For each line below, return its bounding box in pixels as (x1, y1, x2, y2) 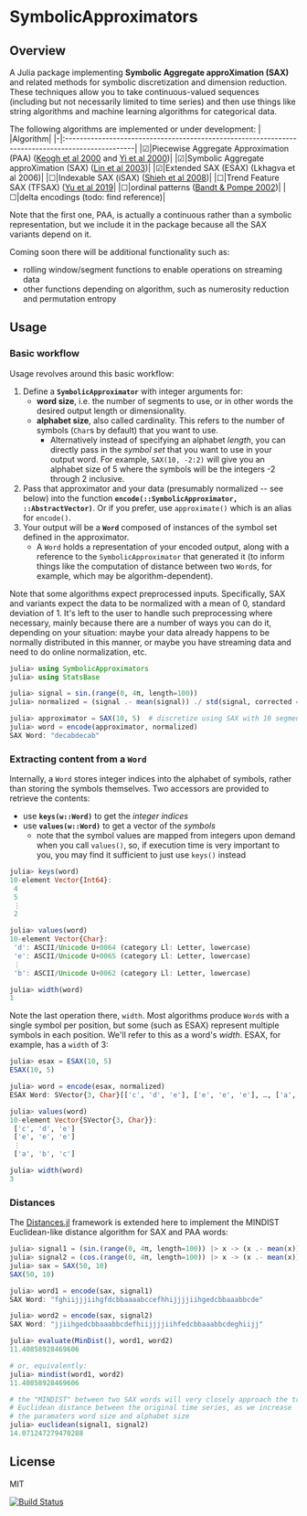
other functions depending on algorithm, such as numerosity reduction (22, 283, 290, 294)
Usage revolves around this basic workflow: (9, 368, 175, 379)
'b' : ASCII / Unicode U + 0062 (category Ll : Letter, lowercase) (13, 968, 251, 977)
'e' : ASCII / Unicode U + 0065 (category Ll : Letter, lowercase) (13, 951, 251, 961)
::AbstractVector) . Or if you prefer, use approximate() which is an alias (22, 502, 292, 513)
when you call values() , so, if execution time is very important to (36, 839, 281, 851)
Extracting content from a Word (9, 753, 147, 765)
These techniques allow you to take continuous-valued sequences (9, 87, 260, 97)
